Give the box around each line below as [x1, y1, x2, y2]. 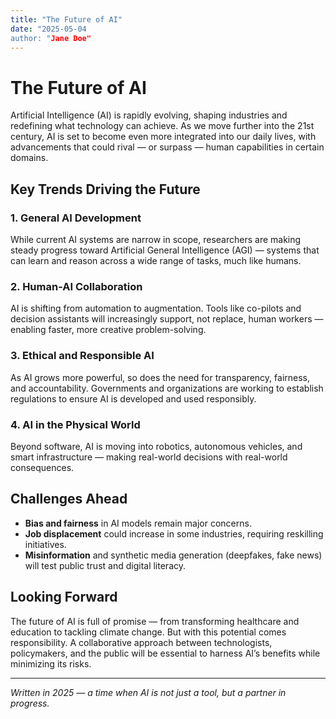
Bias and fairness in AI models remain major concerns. [24, 517, 252, 529]
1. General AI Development [10, 211, 142, 225]
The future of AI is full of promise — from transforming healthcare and [10, 615, 300, 627]
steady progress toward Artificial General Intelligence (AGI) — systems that [10, 244, 320, 256]
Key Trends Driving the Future [10, 181, 201, 198]
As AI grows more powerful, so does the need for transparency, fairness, [10, 371, 311, 383]
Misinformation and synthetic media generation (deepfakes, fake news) [24, 549, 323, 561]
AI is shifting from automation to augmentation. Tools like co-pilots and [10, 302, 302, 315]
